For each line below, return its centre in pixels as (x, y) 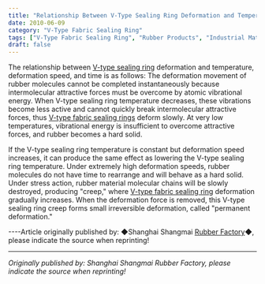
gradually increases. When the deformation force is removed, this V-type (127, 200)
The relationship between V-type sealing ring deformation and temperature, (131, 67)
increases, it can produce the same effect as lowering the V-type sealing (126, 158)
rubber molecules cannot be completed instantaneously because (114, 84)
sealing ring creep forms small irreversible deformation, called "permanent (129, 208)
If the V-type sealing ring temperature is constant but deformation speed (126, 150)
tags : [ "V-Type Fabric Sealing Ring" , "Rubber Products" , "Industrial (127, 37)
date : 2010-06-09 (37, 23)
